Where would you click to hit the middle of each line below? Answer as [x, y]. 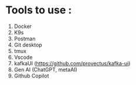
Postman [25, 38]
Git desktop [28, 45]
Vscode [23, 57]
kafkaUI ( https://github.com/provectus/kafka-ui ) [72, 63]
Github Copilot [31, 76]
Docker [23, 26]
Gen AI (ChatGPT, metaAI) [45, 69]
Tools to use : [39, 10]
